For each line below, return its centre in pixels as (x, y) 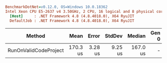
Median (136, 36)
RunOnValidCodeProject (36, 50)
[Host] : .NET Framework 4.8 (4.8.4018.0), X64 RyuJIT (72, 16)
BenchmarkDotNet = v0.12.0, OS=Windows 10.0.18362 (56, 7)
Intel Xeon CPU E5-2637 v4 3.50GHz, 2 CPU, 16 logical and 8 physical (80, 11)
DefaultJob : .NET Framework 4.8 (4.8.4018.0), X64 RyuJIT (72, 21)
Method (36, 36)
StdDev (114, 36)
